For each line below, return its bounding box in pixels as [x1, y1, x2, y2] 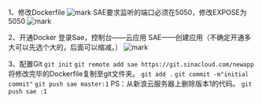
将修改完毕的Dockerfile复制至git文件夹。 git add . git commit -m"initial [8, 69, 249, 78]
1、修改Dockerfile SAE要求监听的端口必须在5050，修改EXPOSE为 [8, 8, 247, 17]
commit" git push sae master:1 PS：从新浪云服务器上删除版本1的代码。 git [8, 79, 253, 88]
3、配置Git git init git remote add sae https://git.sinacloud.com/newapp [8, 59, 254, 68]
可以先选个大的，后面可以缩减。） [14, 42, 122, 52]
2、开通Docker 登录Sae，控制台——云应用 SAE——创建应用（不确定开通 [8, 33, 245, 42]
